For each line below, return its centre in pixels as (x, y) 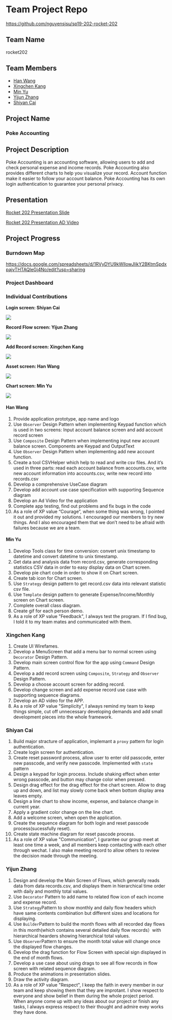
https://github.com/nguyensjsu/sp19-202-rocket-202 (62, 24)
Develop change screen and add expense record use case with (80, 690)
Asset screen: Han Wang (33, 366)
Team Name (25, 40)
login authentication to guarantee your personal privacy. (65, 184)
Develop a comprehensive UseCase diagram (60, 484)
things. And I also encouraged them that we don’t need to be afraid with (89, 522)
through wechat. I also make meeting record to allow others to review (86, 850)
